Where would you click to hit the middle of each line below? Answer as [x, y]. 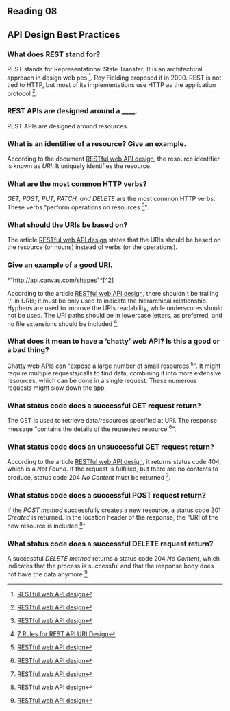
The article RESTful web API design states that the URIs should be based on [114, 240]
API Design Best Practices [64, 35]
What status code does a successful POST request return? [107, 495]
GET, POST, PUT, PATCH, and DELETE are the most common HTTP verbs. [111, 199]
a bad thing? [28, 350]
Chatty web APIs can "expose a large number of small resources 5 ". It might [114, 365]
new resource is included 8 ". [47, 525]
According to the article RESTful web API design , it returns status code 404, [114, 462]
